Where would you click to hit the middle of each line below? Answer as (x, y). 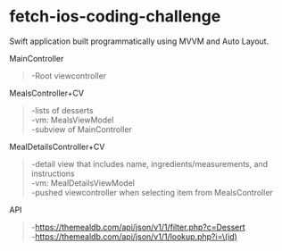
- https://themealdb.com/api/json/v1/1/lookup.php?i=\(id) (134, 236)
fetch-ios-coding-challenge (115, 17)
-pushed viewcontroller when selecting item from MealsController (152, 192)
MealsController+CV (47, 93)
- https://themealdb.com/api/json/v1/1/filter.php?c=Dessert (138, 227)
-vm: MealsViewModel (72, 120)
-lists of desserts (62, 110)
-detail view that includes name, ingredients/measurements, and (149, 163)
